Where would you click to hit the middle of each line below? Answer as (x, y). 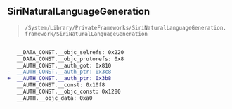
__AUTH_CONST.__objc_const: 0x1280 (69, 92)
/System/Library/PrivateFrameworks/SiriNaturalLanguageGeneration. (125, 27)
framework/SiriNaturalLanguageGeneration (86, 34)
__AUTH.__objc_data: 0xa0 (54, 98)
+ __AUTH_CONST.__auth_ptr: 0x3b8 (59, 79)
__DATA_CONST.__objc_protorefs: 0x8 (70, 59)
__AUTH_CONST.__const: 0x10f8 (61, 85)
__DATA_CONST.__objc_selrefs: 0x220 (70, 52)
